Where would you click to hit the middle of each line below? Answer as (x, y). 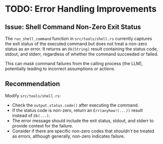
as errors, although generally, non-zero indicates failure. (68, 136)
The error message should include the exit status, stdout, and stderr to (83, 121)
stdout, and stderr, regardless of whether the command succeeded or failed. (82, 54)
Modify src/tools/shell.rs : (33, 95)
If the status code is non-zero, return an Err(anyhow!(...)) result (77, 110)
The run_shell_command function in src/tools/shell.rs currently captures (79, 38)
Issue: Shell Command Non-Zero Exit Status (73, 27)
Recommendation (32, 84)
